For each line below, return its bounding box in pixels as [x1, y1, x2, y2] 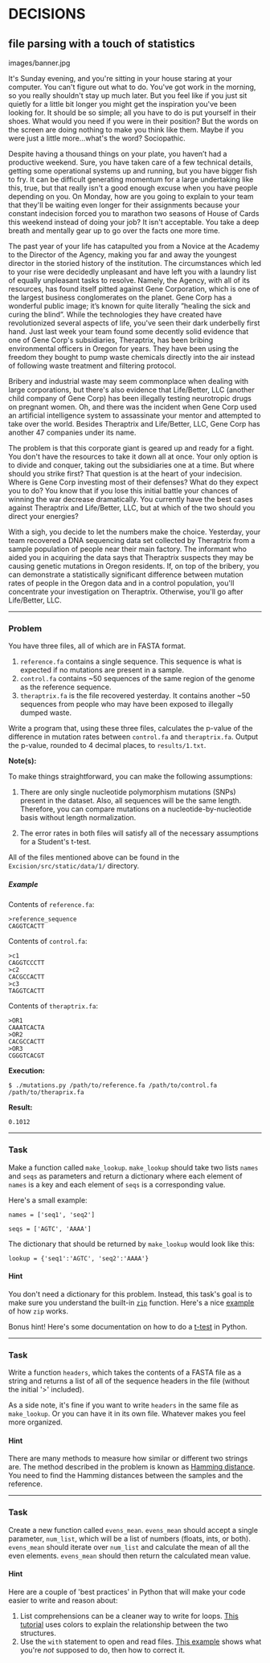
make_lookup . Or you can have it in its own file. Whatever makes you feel [8, 1409, 247, 1419]
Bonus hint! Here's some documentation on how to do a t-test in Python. [8, 1322, 247, 1331]
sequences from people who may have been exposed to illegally [19, 700, 234, 709]
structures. [19, 1628, 56, 1637]
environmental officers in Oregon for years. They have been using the [8, 344, 239, 353]
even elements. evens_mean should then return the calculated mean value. [8, 1551, 251, 1560]
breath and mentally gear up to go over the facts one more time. [8, 226, 221, 235]
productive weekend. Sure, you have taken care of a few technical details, [8, 157, 253, 167]
